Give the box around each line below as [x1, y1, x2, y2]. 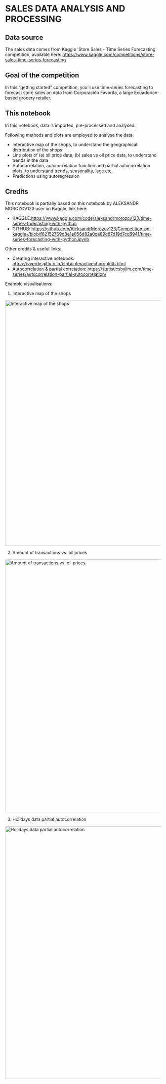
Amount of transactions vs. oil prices [12, 550, 87, 556]
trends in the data [12, 157, 48, 163]
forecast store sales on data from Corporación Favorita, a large [5, 90, 133, 96]
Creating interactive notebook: [12, 255, 75, 261]
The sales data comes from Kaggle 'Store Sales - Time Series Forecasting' [5, 47, 157, 52]
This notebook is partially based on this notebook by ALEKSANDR [5, 200, 139, 206]
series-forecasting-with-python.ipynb [12, 236, 89, 243]
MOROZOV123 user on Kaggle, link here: [5, 206, 88, 212]
